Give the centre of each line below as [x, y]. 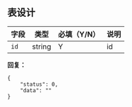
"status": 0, [39, 84]
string [42, 46]
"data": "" [36, 90]
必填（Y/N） [79, 34]
